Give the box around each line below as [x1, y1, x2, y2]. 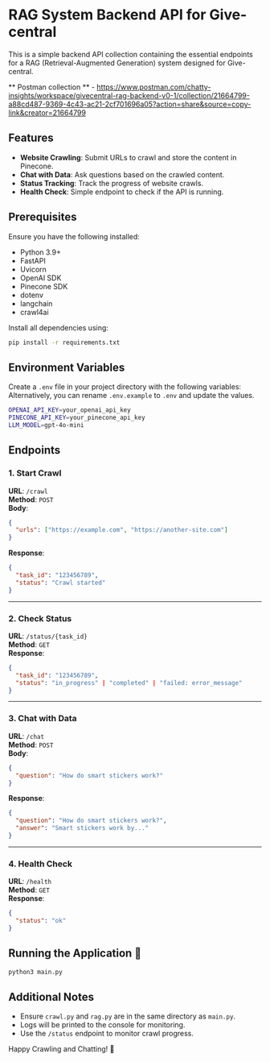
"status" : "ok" [15, 917, 67, 925]
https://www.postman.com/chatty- [96, 82, 211, 92]
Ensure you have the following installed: [8, 231, 141, 241]
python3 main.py [8, 968, 63, 976]
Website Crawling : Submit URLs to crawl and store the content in [19, 152, 237, 162]
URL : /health [8, 877, 52, 886]
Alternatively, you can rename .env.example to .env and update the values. [8, 391, 255, 400]
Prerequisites [8, 210, 77, 224]
